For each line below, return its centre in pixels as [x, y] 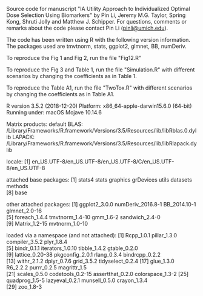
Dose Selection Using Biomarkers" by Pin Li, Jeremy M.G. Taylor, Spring [96, 15]
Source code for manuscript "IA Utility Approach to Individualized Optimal [98, 9]
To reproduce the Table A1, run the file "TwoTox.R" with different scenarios [99, 88]
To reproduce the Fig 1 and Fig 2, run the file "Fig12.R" [74, 58]
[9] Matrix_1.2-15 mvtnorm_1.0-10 [47, 224]
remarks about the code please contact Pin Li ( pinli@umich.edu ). [87, 28]
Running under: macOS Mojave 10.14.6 [54, 112]
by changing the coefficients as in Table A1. [61, 94]
